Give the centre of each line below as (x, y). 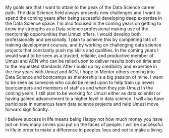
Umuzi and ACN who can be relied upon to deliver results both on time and (83, 61)
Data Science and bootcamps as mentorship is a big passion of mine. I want (84, 77)
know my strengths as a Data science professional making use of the (77, 29)
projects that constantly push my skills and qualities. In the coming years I (82, 50)
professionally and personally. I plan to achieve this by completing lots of (81, 39)
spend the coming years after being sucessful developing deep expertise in (84, 18)
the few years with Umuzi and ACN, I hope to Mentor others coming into (80, 72)
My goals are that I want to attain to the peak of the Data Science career (80, 7)
